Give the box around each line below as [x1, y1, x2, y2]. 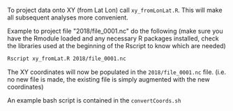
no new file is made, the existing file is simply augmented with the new [7, 75, 211, 83]
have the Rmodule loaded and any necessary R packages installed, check [7, 34, 219, 43]
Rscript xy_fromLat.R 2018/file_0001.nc [7, 55, 127, 62]
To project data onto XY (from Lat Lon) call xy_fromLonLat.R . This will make [7, 6, 223, 14]
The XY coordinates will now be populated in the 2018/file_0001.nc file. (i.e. [7, 68, 227, 76]
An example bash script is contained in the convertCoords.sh [7, 96, 181, 104]
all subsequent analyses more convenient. [7, 13, 129, 22]
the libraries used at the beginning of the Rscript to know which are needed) [7, 42, 227, 50]
